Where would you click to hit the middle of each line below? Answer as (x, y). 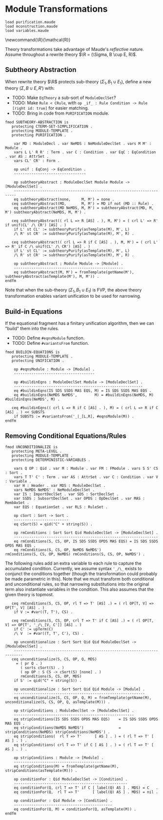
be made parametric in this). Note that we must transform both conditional (80, 579)
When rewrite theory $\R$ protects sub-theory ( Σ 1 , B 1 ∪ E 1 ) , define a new (78, 82)
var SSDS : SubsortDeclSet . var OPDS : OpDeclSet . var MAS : (80, 498)
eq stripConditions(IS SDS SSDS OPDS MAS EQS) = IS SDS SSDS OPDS (86, 719)
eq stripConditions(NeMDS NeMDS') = (67, 728)
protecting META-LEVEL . (37, 451)
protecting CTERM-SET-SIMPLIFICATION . (52, 126)
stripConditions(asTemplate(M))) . (41, 771)
